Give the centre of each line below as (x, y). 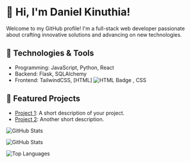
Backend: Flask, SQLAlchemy (51, 74)
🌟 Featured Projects (43, 99)
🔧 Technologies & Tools (50, 53)
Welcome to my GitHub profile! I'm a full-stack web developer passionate (95, 28)
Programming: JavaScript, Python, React (64, 67)
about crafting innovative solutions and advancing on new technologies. (94, 34)
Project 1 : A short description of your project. (69, 113)
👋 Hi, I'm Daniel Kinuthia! (68, 12)
